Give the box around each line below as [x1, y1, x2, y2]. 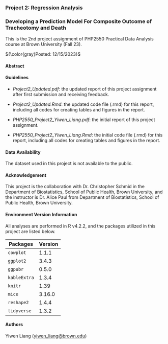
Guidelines [5, 75, 29, 81]
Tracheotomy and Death [5, 24, 67, 31]
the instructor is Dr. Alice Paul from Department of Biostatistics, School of [5, 194, 159, 200]
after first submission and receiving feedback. [12, 91, 109, 98]
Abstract [5, 63, 24, 69]
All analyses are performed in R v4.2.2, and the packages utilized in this [5, 223, 156, 229]
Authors [5, 322, 23, 328]
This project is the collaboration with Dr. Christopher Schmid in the [5, 184, 145, 190]
